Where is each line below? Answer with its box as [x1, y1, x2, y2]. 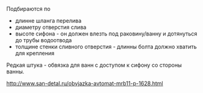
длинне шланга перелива [15, 17, 82, 24]
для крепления [15, 50, 55, 57]
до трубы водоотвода [15, 37, 72, 43]
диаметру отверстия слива [15, 24, 87, 31]
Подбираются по [6, 6, 51, 12]
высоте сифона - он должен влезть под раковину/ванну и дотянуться [15, 30, 197, 37]
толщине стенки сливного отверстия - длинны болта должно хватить [15, 43, 197, 50]
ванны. [6, 68, 24, 75]
